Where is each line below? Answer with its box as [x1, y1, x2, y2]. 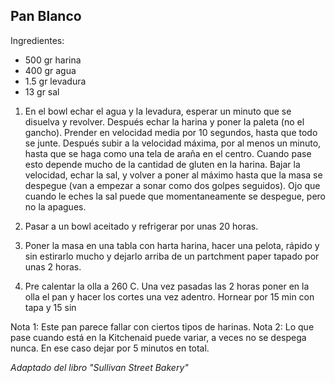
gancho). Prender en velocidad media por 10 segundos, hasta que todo [24, 126, 318, 138]
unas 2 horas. [24, 260, 82, 273]
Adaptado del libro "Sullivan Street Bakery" [10, 361, 189, 373]
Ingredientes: [10, 34, 65, 46]
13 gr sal [24, 85, 60, 98]
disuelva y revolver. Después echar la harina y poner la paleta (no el [24, 115, 305, 128]
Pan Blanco [10, 8, 82, 25]
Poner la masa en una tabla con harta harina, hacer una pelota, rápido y [24, 239, 320, 251]
